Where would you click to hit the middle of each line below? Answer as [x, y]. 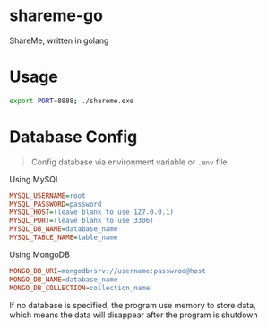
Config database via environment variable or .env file [129, 162]
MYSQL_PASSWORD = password [56, 204]
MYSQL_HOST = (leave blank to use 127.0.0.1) [92, 212]
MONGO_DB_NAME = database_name [64, 280]
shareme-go [56, 16]
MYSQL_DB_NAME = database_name [64, 229]
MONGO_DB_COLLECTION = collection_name [80, 288]
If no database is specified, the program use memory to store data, [133, 305]
